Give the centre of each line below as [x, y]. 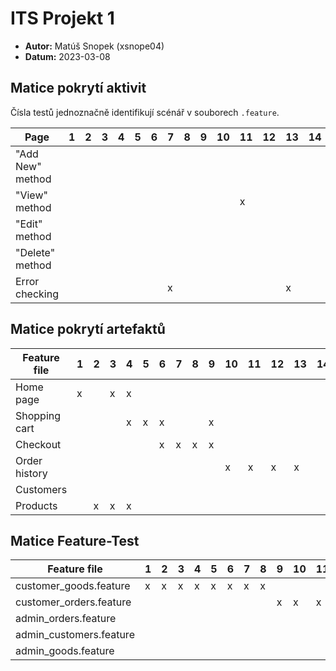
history [31, 473]
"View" [31, 195]
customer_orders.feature [73, 602]
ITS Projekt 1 [62, 18]
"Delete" [35, 252]
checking [37, 294]
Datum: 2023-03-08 [67, 56]
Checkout [38, 444]
